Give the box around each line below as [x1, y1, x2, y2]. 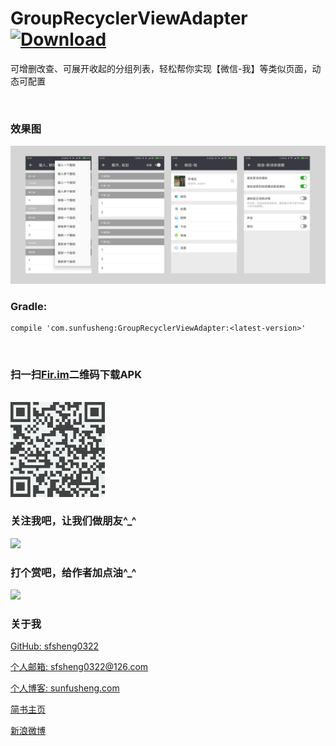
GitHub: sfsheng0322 [10, 640, 100, 652]
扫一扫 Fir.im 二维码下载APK [10, 367, 142, 381]
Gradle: [10, 299, 48, 313]
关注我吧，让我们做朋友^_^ [10, 514, 137, 528]
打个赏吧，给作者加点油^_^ [10, 565, 137, 579]
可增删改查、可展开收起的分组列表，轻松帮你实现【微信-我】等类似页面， [10, 62, 313, 74]
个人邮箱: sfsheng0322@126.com [10, 661, 149, 673]
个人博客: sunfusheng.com [10, 682, 120, 694]
